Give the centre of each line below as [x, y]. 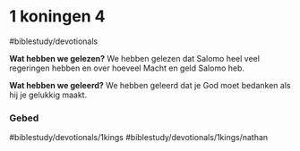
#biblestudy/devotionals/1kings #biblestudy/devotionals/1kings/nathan [139, 138]
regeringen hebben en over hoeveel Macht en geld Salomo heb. [127, 68]
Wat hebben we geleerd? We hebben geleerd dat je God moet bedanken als [150, 85]
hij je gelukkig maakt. [48, 95]
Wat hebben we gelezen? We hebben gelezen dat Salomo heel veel [134, 58]
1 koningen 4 [57, 17]
